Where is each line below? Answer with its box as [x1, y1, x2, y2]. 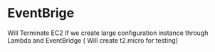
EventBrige [7, 5, 75, 21]
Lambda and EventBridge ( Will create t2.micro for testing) [7, 36, 179, 44]
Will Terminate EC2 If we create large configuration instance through [7, 28, 209, 37]
